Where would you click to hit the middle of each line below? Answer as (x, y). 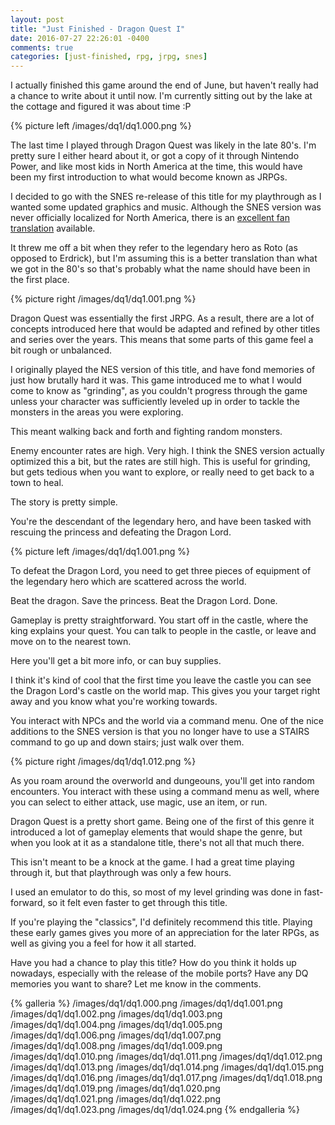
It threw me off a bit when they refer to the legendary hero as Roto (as (154, 248)
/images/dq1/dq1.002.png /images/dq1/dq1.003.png (116, 1014)
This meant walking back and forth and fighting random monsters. (146, 432)
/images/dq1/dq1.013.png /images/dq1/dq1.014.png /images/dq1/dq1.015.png (167, 1067)
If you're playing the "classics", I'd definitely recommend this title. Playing (161, 922)
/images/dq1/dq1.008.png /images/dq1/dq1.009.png (116, 1046)
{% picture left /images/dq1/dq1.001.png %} (100, 552)
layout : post (37, 19)
